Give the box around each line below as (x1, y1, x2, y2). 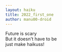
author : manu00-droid (5, 17, 52, 22)
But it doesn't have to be (5, 36, 57, 42)
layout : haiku (5, 7, 36, 13)
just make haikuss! (5, 41, 45, 47)
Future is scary (5, 31, 37, 37)
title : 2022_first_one (5, 12, 54, 17)
